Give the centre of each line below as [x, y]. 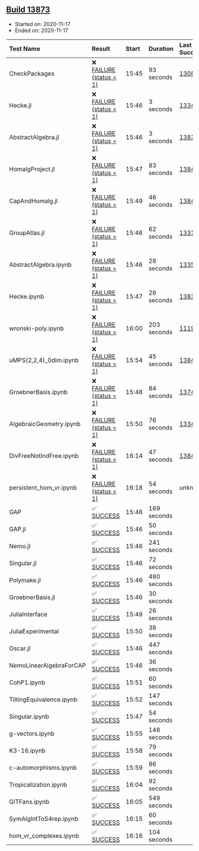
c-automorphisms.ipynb [43, 767]
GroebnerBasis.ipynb [38, 392]
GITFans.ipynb [29, 801]
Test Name [25, 49]
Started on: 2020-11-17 [43, 24]
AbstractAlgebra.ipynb [41, 264]
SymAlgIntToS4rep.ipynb [44, 818]
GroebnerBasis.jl [32, 597]
